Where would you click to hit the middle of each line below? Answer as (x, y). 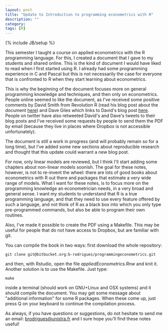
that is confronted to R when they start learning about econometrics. (76, 79)
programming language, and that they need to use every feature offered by (83, 199)
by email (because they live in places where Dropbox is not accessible (78, 127)
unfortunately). (21, 132)
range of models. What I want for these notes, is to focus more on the (77, 183)
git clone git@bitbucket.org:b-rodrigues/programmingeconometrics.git (80, 255)
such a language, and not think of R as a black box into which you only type (83, 204)
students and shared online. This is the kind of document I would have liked (83, 63)
